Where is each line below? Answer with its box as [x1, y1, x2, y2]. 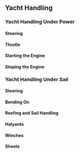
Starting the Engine [5, 53, 45, 59]
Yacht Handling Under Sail [5, 76, 68, 83]
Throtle [5, 41, 20, 48]
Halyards [5, 121, 24, 127]
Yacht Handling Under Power [5, 18, 75, 25]
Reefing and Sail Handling [5, 110, 59, 116]
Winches [5, 132, 24, 138]
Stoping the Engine [5, 64, 45, 69]
